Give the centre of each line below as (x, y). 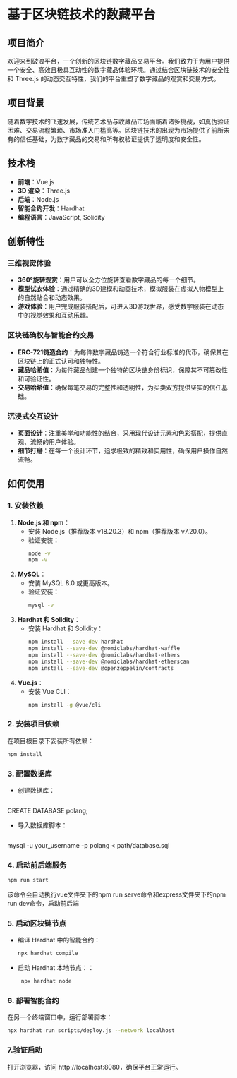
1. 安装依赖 (25, 505)
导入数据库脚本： (42, 825)
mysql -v (41, 605)
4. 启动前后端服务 (37, 865)
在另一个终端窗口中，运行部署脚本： (60, 1017)
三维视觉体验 (29, 263)
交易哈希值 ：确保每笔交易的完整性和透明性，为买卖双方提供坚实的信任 (120, 387)
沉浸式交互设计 (33, 416)
